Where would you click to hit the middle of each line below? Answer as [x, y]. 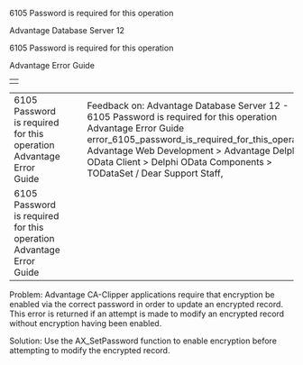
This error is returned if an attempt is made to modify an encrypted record [147, 314]
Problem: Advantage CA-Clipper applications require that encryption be [142, 295]
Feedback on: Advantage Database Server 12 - [188, 105]
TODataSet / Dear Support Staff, [155, 173]
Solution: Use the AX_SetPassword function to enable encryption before [143, 341]
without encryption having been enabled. [86, 323]
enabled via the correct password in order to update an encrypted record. [147, 304]
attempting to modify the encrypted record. [90, 350]
